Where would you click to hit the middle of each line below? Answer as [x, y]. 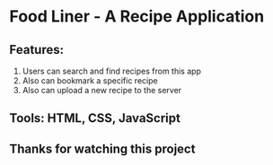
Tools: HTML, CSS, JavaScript [95, 118]
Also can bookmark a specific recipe [90, 81]
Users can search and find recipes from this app [112, 71]
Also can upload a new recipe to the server [102, 90]
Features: [37, 50]
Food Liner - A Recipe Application [137, 17]
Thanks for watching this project [102, 148]
